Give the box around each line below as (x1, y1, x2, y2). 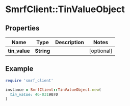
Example (5, 64, 34, 73)
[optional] (89, 47, 113, 54)
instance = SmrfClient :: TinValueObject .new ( (5, 87, 101, 92)
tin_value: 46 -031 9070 (10, 92, 58, 97)
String (35, 47, 50, 54)
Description (55, 39, 84, 46)
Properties (5, 24, 40, 32)
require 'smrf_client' (5, 78, 54, 83)
